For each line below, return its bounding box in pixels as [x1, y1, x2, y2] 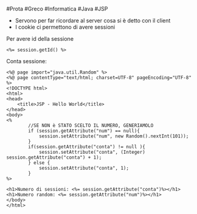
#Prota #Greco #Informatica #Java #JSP [6, 5, 108, 12]
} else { [28, 160, 50, 166]
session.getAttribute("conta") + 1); [6, 154, 102, 160]
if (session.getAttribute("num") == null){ [28, 128, 140, 134]
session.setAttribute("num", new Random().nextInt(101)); [38, 133, 189, 139]
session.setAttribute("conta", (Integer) [38, 149, 146, 155]
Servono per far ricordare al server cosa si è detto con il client [15, 17, 171, 24]
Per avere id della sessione [6, 35, 74, 42]
